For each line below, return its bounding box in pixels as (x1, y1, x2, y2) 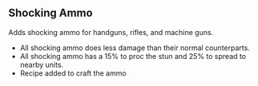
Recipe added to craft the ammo (19, 68, 127, 78)
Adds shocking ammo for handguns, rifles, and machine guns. (8, 27, 214, 37)
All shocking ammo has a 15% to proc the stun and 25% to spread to (19, 51, 247, 61)
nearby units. (19, 60, 64, 69)
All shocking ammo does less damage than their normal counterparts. (19, 43, 250, 53)
